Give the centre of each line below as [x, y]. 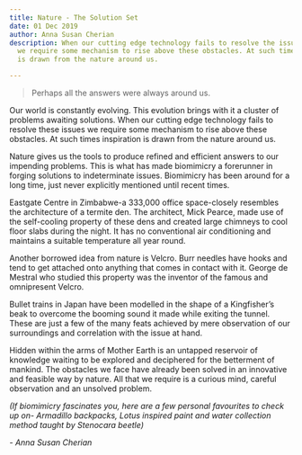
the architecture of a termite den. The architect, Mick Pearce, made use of [147, 212]
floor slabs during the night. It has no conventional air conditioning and [140, 231]
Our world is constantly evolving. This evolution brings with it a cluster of [144, 110]
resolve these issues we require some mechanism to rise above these [138, 129]
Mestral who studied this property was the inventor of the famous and [139, 277]
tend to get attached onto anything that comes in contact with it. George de [149, 268]
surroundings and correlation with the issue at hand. [106, 333]
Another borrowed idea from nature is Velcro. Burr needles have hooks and [148, 258]
